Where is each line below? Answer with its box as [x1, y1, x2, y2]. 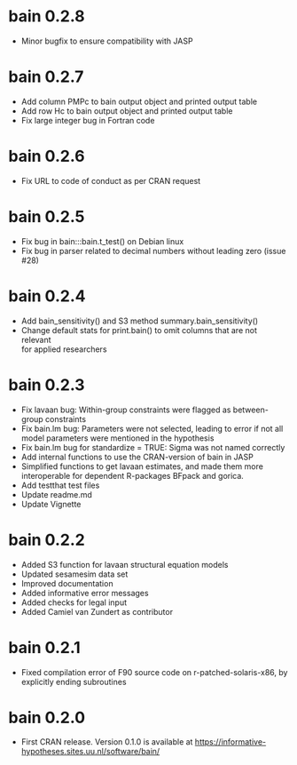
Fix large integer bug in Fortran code [20, 115, 155, 125]
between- [232, 404, 270, 415]
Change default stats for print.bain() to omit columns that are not [20, 324, 258, 335]
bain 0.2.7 [8, 67, 84, 87]
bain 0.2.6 [8, 147, 85, 166]
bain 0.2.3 [8, 375, 85, 394]
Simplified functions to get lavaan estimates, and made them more [20, 460, 263, 472]
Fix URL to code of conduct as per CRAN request [20, 175, 201, 186]
